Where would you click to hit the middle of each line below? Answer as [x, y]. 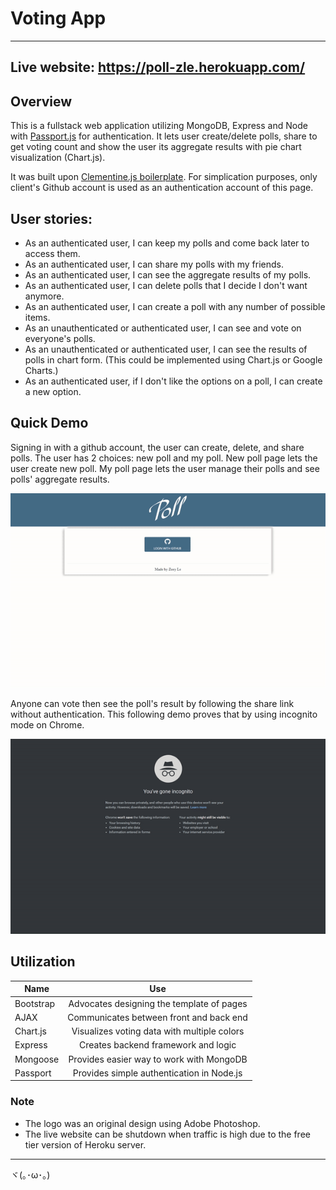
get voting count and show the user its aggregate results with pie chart [156, 147]
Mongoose [37, 1059]
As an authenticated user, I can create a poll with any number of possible [175, 306]
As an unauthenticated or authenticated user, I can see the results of [166, 349]
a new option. [53, 391]
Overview [41, 101]
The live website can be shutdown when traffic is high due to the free [167, 1134]
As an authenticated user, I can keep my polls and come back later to [167, 243]
